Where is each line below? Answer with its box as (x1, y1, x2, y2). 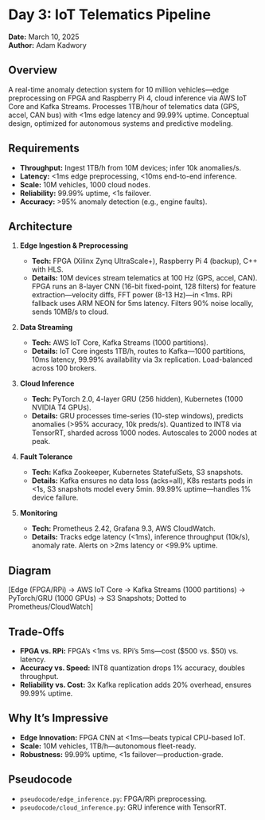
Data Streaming (19, 323, 73, 332)
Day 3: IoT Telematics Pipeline (8, 6, 211, 24)
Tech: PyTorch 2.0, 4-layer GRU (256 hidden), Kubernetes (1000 (31, 394, 244, 404)
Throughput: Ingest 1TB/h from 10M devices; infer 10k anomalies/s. (19, 163, 241, 172)
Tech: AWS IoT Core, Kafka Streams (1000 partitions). (31, 338, 208, 347)
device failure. (31, 492, 79, 503)
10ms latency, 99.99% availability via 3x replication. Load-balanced (31, 355, 253, 364)
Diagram (8, 563, 52, 577)
